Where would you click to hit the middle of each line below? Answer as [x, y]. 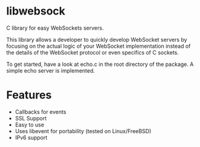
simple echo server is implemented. [51, 70]
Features [29, 95]
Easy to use [29, 125]
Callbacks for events [40, 112]
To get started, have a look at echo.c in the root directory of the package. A [100, 64]
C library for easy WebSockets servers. [55, 28]
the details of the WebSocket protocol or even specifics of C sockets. [93, 52]
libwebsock [36, 11]
